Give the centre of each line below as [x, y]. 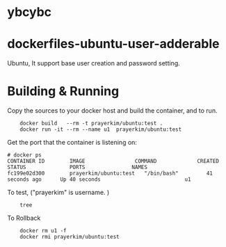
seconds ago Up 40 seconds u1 [99, 180]
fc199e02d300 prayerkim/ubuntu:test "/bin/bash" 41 [110, 174]
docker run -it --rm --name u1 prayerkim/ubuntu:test [101, 129]
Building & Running [63, 91]
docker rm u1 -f [43, 231]
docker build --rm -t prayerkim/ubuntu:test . [91, 123]
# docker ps [24, 155]
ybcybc [30, 12]
